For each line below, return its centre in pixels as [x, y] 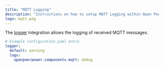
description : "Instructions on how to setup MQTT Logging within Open [78, 14]
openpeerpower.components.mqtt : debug [53, 60]
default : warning [27, 51]
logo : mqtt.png [20, 19]
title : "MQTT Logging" [28, 10]
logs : [15, 55]
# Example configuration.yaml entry [42, 42]
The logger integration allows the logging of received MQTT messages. [77, 33]
